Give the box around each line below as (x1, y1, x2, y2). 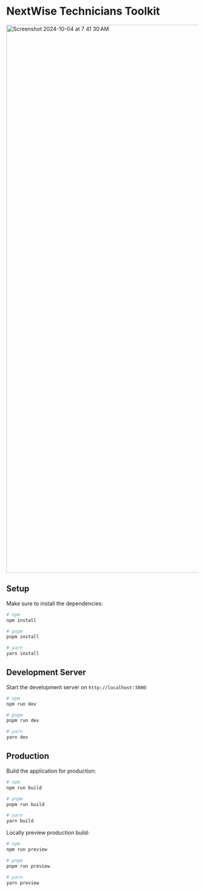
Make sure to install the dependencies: (6, 600, 103, 607)
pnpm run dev (6, 717, 39, 724)
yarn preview (6, 880, 39, 886)
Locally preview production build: (6, 829, 90, 837)
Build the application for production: (6, 767, 96, 774)
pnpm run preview (6, 863, 50, 869)
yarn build (6, 818, 34, 824)
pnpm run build (6, 801, 45, 807)
